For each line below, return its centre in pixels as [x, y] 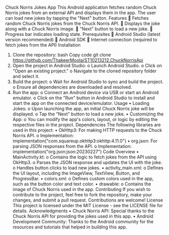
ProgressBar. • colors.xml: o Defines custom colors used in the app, [83, 179]
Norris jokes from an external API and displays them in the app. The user [81, 13]
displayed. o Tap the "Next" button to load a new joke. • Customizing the [88, 114]
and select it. [26, 76]
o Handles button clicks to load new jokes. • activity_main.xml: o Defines [88, 168]
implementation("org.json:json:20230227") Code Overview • [76, 152]
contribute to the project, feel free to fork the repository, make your [82, 195]
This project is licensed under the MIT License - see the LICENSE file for [88, 205]
